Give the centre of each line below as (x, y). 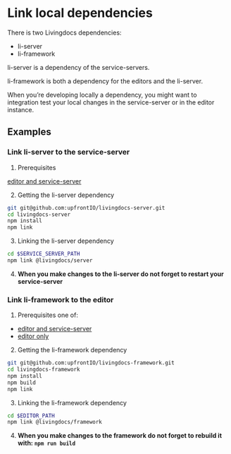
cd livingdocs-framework (44, 370)
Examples (29, 132)
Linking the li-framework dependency (72, 402)
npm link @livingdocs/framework (55, 422)
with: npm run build (46, 443)
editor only (33, 336)
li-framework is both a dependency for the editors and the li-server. (105, 81)
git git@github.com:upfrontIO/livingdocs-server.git (86, 208)
